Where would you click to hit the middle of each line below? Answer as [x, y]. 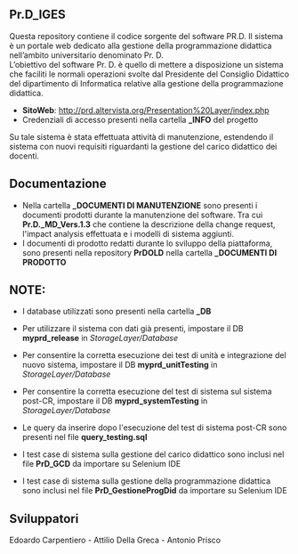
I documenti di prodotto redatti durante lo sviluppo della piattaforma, [147, 243]
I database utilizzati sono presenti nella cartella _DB [117, 312]
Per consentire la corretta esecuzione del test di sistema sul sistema [147, 392]
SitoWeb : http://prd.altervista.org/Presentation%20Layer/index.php [145, 110]
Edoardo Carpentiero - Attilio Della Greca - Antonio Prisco [115, 540]
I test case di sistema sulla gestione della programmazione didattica [146, 481]
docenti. [24, 156]
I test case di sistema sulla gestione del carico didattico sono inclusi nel [153, 454]
